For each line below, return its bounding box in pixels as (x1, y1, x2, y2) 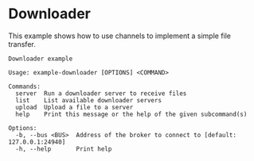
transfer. (8, 39, 36, 48)
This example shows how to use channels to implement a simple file (8, 31, 232, 40)
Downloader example (8, 55, 73, 63)
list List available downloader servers (15, 96, 162, 104)
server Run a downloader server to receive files (15, 89, 187, 98)
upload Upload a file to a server (15, 103, 134, 111)
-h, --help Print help (15, 144, 112, 153)
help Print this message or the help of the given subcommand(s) (15, 110, 248, 118)
